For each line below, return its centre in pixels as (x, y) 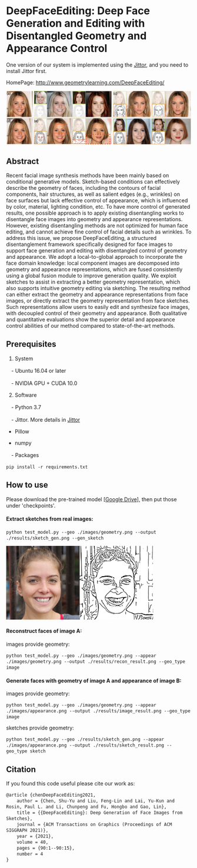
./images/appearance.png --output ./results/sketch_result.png (85, 745)
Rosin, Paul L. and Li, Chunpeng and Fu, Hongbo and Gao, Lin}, (86, 807)
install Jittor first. (26, 71)
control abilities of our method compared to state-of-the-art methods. (91, 325)
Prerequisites (31, 344)
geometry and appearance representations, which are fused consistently (94, 269)
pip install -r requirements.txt (47, 467)
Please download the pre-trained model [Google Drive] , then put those (92, 499)
